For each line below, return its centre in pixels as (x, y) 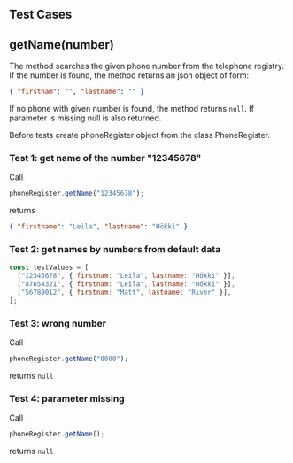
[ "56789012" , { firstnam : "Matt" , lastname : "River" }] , (124, 293)
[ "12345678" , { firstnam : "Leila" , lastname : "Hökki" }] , (127, 276)
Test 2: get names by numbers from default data (115, 250)
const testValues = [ (49, 268)
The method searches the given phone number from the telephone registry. (147, 66)
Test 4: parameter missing (67, 398)
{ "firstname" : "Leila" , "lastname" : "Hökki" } (99, 227)
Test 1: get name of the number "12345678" (105, 158)
